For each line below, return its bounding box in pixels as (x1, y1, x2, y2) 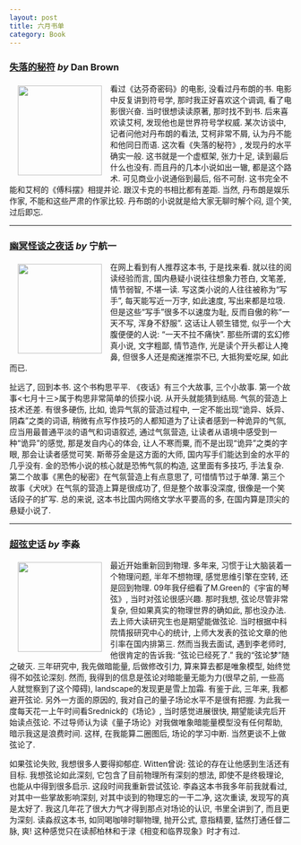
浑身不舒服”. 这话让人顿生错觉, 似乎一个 (137, 318, 284, 328)
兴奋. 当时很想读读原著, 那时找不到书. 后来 (125, 105, 280, 117)
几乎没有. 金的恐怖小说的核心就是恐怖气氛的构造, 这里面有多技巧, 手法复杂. (9, 459, 284, 471)
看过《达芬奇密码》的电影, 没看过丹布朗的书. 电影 (110, 83, 292, 94)
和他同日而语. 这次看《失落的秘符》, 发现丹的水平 (110, 139, 292, 150)
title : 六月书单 (9, 22, 64, 30)
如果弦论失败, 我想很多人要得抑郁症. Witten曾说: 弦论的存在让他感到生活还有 (9, 759, 290, 770)
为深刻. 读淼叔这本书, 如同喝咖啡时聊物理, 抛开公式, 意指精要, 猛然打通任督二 (9, 815, 291, 825)
